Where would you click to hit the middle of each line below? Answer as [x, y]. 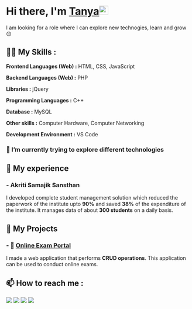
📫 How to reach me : [45, 284]
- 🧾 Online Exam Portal [39, 245]
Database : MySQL [29, 111]
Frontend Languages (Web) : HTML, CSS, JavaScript [71, 66]
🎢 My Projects [32, 229]
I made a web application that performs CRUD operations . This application [96, 258]
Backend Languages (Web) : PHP [47, 77]
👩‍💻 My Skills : [31, 52]
